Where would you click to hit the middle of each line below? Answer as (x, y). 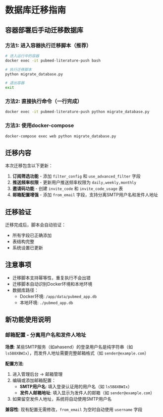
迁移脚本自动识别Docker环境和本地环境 (52, 284)
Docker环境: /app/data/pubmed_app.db (58, 296)
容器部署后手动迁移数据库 (44, 30)
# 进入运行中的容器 (22, 56)
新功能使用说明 (28, 320)
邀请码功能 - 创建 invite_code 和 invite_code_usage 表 (68, 188)
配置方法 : (15, 363)
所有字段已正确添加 (32, 236)
